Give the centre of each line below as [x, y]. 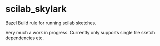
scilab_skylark [36, 9]
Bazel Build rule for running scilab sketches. [51, 23]
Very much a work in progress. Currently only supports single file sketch [80, 32]
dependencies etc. [25, 38]
